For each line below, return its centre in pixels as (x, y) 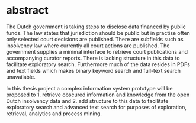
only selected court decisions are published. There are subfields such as (95, 39)
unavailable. (21, 77)
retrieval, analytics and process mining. (54, 114)
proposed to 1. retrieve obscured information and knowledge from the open (98, 95)
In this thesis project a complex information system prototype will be (89, 88)
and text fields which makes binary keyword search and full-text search (94, 70)
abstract (27, 10)
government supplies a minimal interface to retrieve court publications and (97, 51)
